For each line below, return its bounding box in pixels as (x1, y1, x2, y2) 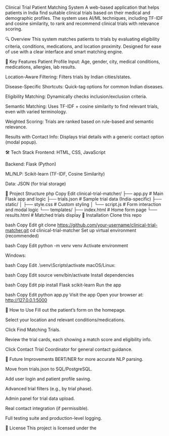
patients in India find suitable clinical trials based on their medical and (5, 10, 151, 16)
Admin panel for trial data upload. (5, 395, 75, 401)
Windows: (5, 252, 26, 258)
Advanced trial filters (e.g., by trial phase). (5, 386, 93, 391)
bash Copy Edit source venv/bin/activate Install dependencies (5, 272, 134, 278)
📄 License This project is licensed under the (5, 425, 97, 431)
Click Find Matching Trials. (5, 327, 61, 332)
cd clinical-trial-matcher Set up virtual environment (29, 227, 137, 233)
